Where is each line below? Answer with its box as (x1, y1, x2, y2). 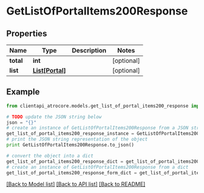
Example (6, 87, 40, 97)
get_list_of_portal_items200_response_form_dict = (6, 169, 137, 176)
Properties (6, 28, 47, 39)
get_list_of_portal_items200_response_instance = (6, 131, 135, 137)
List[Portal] (32, 67, 66, 74)
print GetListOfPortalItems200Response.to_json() (6, 142, 135, 148)
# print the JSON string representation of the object (6, 136, 148, 143)
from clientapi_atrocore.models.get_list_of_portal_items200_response (6, 103, 189, 109)
